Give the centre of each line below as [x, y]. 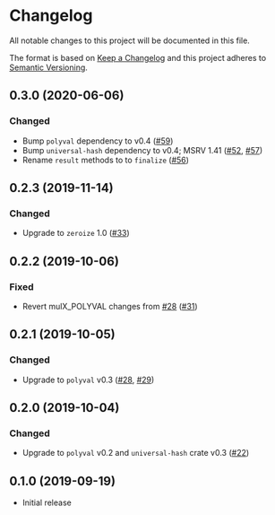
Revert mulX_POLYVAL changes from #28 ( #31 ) [110, 306]
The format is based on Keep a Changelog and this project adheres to [138, 57]
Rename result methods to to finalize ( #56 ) [106, 160]
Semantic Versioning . [48, 67]
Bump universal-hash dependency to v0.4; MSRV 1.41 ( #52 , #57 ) [142, 150]
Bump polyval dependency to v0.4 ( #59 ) [98, 141]
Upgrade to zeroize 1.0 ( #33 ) [76, 233]
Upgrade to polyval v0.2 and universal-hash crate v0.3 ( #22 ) [136, 453]
